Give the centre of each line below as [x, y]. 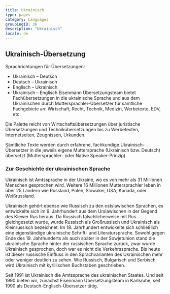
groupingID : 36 [21, 24]
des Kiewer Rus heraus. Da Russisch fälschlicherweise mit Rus [71, 217]
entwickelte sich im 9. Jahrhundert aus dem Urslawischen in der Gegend [81, 211]
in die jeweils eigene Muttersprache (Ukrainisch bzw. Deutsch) [95, 150]
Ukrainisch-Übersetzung [45, 54]
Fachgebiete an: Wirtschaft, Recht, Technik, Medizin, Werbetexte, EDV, [87, 109]
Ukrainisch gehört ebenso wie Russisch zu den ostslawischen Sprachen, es [84, 206]
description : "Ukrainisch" [34, 29]
